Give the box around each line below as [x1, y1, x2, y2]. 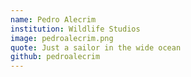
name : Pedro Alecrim [10, 14, 97, 25]
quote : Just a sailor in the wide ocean [10, 42, 182, 53]
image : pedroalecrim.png [10, 33, 114, 43]
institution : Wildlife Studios [10, 24, 141, 34]
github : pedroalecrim [10, 52, 101, 62]
